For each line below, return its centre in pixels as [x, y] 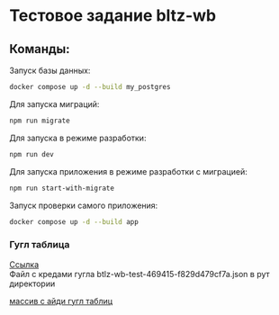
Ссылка [24, 264]
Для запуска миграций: [54, 103]
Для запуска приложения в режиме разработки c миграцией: [128, 171]
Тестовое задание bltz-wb [113, 16]
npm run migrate [40, 121]
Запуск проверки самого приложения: [84, 205]
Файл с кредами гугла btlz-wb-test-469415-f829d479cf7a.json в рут [139, 274]
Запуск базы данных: [50, 70]
